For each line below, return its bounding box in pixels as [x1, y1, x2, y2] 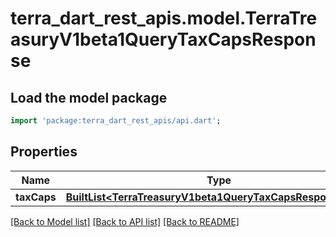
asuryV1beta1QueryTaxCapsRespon [10, 28, 317, 51]
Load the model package [10, 89, 168, 106]
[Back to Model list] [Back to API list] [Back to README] [10, 215, 240, 227]
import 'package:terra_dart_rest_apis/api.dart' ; [10, 116, 222, 126]
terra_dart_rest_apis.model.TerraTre [10, 7, 318, 30]
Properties [10, 143, 78, 161]
